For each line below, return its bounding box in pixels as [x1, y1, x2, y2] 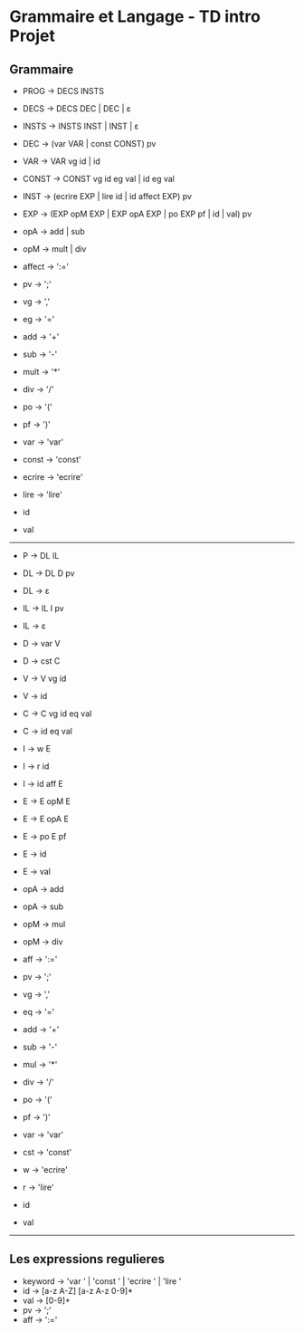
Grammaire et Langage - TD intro [9, 6, 261, 27]
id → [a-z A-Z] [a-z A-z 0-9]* [22, 1285, 134, 1296]
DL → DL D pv [22, 568, 75, 579]
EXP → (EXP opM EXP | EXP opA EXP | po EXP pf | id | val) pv [22, 208, 252, 219]
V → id [22, 691, 48, 701]
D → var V [22, 638, 61, 648]
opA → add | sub [22, 226, 85, 236]
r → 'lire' [22, 1182, 54, 1193]
